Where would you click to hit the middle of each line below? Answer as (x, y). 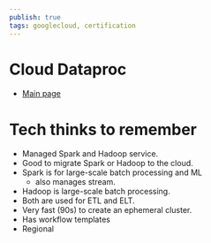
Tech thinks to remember (103, 129)
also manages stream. (75, 182)
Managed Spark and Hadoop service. (90, 154)
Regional (38, 229)
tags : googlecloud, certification (73, 26)
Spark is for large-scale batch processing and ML (112, 172)
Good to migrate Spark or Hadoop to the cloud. (108, 163)
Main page (41, 94)
